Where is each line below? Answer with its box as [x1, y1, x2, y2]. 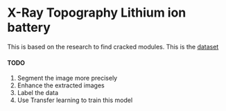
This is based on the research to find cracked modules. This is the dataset [7, 42, 219, 51]
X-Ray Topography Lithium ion [7, 5, 186, 21]
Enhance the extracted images [17, 81, 105, 89]
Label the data [17, 89, 59, 97]
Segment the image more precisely [17, 74, 118, 83]
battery [7, 19, 51, 35]
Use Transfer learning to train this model [17, 96, 133, 105]
